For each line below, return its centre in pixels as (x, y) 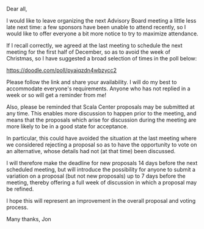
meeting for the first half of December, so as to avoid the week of (89, 52)
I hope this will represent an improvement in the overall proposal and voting (101, 201)
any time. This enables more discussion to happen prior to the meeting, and (101, 113)
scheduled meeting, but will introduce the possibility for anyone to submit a (101, 169)
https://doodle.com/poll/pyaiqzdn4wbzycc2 (62, 70)
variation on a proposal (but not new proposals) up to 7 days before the (96, 176)
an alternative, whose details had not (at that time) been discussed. (91, 151)
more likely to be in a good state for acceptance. (67, 126)
